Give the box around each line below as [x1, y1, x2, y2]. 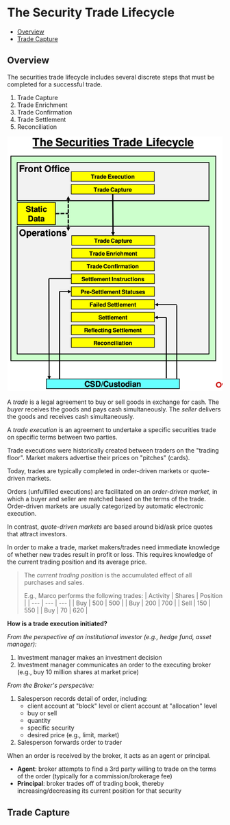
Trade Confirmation [16, 108, 73, 116]
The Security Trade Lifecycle [7, 5, 175, 21]
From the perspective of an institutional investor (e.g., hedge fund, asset [7, 633, 212, 641]
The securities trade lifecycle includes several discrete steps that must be [7, 73, 215, 81]
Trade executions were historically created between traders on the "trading [7, 446, 219, 455]
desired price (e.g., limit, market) [27, 731, 120, 739]
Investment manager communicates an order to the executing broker [16, 660, 211, 669]
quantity [27, 717, 51, 725]
